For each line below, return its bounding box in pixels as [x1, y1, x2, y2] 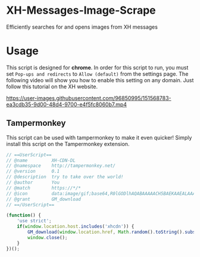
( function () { [6, 212, 42, 218]
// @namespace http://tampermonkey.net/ [6, 163, 116, 169]
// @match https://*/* [6, 185, 82, 191]
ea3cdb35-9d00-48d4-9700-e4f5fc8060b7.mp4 [6, 101, 127, 108]
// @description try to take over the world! [6, 174, 124, 180]
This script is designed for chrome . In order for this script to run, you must [6, 64, 189, 71]
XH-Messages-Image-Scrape [6, 4, 156, 17]
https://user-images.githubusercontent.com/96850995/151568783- [6, 94, 171, 101]
